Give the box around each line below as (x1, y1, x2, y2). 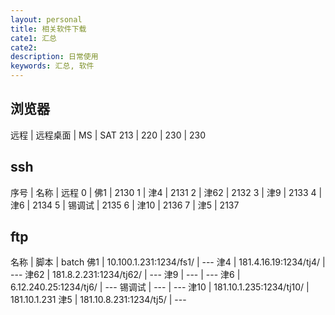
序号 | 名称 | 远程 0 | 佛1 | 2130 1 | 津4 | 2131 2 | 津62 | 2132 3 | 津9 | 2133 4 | (10, 186, 323, 198)
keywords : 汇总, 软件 (10, 61, 95, 71)
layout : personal (10, 14, 83, 25)
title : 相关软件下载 (10, 24, 87, 34)
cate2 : (10, 42, 38, 53)
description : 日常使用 (10, 52, 99, 62)
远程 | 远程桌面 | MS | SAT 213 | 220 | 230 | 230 (10, 129, 207, 141)
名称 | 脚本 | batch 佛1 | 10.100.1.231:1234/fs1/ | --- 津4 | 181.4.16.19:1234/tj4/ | (10, 256, 326, 268)
